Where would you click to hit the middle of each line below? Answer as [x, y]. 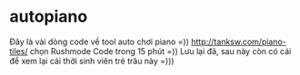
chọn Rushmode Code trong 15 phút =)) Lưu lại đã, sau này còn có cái [160, 51]
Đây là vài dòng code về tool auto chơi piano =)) [99, 42]
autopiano [49, 17]
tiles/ [19, 51]
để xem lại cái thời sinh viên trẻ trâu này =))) [92, 61]
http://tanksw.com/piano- [238, 42]
